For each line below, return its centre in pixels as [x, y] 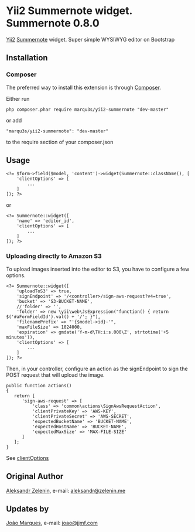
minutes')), [20, 337]
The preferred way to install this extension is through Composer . [83, 87]
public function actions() [39, 386]
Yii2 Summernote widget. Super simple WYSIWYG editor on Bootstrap [90, 39]
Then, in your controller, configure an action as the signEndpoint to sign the [97, 369]
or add [14, 120]
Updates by [28, 509]
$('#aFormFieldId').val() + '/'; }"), [53, 317]
